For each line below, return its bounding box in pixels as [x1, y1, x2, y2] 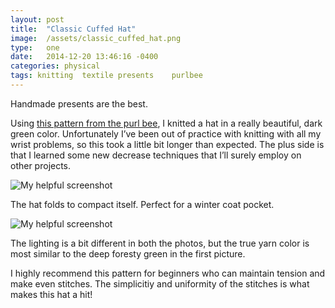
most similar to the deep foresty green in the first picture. [10, 247, 246, 260]
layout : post [10, 14, 65, 25]
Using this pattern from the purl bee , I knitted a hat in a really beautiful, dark [10, 117, 323, 129]
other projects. [10, 159, 72, 171]
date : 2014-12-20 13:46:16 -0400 [10, 52, 159, 62]
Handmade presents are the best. [10, 97, 148, 110]
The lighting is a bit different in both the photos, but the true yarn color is [10, 237, 310, 249]
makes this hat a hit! [10, 288, 93, 300]
